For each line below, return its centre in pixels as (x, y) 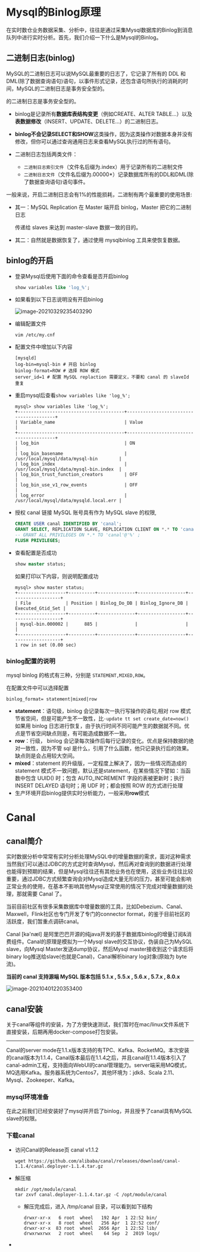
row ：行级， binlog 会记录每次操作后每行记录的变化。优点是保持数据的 (101, 741)
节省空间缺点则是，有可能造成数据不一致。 (77, 733)
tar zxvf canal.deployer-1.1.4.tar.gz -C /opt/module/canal (91, 1195)
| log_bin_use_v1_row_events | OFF (76, 485)
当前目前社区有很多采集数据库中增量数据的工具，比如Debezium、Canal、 (96, 907)
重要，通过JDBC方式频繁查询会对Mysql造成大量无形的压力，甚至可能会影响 (99, 879)
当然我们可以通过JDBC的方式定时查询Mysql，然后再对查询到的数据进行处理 (99, 864)
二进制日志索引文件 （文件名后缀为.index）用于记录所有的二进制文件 (103, 167)
